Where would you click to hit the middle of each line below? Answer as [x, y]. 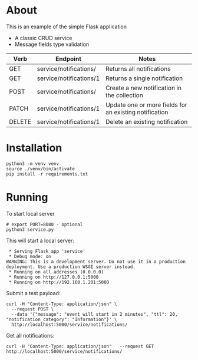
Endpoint [68, 58]
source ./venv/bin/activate [41, 169]
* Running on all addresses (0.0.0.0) [56, 272]
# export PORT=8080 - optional [44, 224]
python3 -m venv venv [33, 164]
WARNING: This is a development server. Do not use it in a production [96, 262]
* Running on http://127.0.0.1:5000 [54, 277]
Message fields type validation [52, 44]
